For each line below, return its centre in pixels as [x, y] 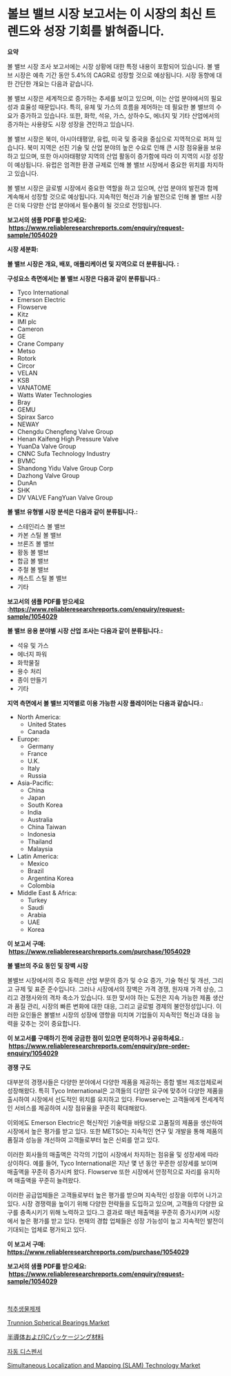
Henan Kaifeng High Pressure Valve [68, 439]
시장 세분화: [23, 249]
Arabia [37, 915]
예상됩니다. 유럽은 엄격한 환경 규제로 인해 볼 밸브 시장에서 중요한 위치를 [110, 164]
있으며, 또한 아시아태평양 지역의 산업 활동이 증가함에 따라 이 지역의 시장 [115, 156]
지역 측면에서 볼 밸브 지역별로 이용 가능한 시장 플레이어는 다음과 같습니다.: [105, 703]
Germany [40, 746]
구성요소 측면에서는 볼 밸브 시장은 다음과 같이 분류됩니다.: [84, 278]
